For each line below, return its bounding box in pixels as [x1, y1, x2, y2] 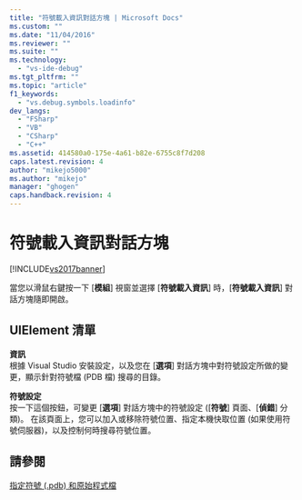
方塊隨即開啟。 [16, 293, 74, 305]
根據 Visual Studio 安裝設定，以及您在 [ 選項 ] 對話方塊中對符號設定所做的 [9, 360, 281, 371]
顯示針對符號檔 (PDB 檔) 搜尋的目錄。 [25, 371, 166, 382]
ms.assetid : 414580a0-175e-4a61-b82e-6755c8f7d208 [9, 148, 206, 157]
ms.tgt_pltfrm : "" [9, 73, 79, 82]
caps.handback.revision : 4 [9, 191, 112, 200]
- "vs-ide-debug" [17, 65, 84, 74]
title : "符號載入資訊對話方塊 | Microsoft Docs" [9, 13, 184, 23]
